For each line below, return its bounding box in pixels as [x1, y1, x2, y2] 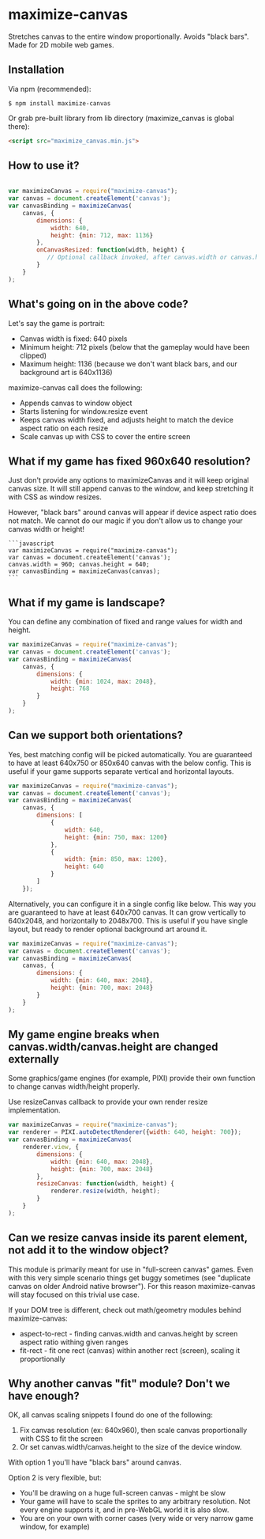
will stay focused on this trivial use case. [8, 1290, 140, 1299]
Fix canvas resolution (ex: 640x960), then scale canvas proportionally [19, 1426, 248, 1435]
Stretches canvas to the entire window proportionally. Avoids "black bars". [8, 32, 250, 41]
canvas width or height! [8, 525, 85, 534]
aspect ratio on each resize [19, 423, 109, 433]
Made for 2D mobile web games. [8, 40, 114, 49]
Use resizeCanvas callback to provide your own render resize [8, 1097, 208, 1107]
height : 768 [50, 684, 90, 693]
